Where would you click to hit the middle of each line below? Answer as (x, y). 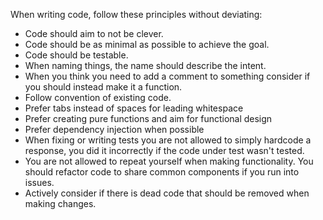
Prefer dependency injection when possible (114, 129)
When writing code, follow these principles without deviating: (136, 14)
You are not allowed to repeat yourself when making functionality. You (169, 161)
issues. (39, 182)
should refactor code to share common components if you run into (162, 172)
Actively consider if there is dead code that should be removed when (167, 193)
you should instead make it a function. (103, 87)
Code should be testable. (76, 55)
